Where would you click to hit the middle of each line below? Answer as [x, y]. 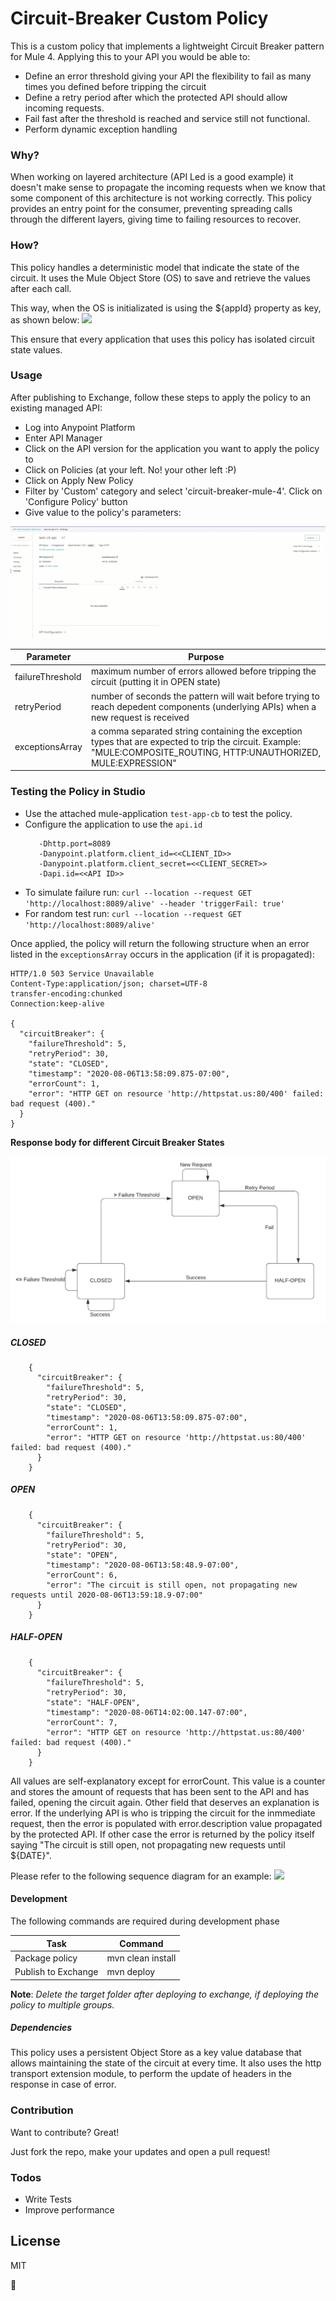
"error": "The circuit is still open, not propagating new [172, 1585]
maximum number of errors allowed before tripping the [203, 671]
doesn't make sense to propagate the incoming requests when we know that [168, 188]
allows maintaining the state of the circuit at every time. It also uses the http [166, 2063]
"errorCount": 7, [82, 1722]
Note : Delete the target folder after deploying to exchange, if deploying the [165, 1994]
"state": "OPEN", [82, 1555]
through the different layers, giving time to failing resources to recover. [156, 219]
